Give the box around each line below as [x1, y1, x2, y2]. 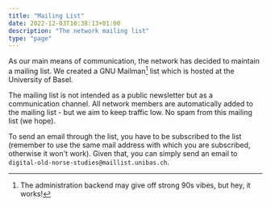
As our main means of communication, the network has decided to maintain [8, 56, 261, 66]
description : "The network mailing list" [8, 27, 150, 35]
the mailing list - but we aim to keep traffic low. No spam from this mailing [8, 107, 252, 117]
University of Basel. [8, 74, 74, 84]
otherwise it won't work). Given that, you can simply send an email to [8, 148, 238, 158]
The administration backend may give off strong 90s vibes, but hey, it [19, 180, 252, 190]
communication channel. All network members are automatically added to [8, 98, 254, 109]
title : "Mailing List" [8, 11, 85, 20]
